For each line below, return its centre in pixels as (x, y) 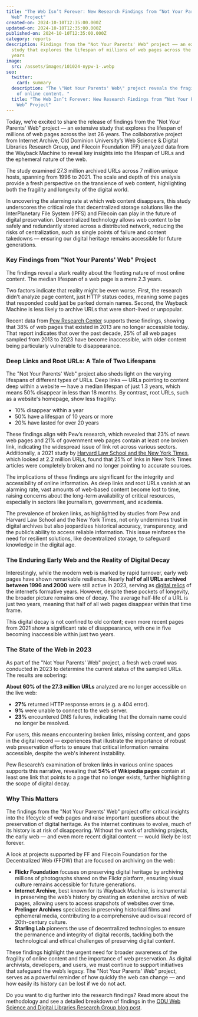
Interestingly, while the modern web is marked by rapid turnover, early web (97, 573)
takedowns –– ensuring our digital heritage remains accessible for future (94, 238)
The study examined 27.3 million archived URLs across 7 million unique (92, 170)
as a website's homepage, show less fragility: (61, 399)
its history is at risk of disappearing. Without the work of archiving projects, (98, 830)
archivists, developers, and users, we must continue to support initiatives (95, 965)
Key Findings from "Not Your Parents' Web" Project (81, 260)
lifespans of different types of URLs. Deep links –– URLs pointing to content (98, 380)
